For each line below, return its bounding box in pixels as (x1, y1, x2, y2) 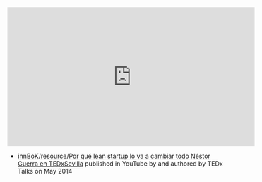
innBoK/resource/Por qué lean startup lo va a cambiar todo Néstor (17, 152, 210, 160)
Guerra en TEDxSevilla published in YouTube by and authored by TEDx (17, 159, 224, 168)
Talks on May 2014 (17, 167, 73, 175)
